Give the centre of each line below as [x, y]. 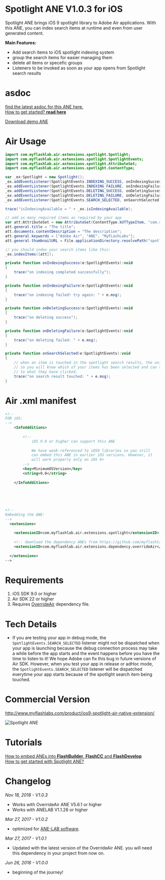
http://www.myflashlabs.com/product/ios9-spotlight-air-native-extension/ [80, 713]
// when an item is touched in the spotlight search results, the [83, 363]
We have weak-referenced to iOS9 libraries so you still [91, 451]
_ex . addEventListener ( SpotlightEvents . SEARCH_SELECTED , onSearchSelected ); [84, 200]
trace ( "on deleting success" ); [46, 318]
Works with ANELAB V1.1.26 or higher [50, 810]
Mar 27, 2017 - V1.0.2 [27, 819]
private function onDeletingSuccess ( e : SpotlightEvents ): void [69, 308]
